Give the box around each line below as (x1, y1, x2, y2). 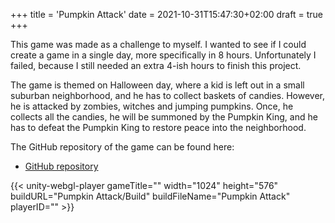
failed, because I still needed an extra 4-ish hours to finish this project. (10, 60, 302, 71)
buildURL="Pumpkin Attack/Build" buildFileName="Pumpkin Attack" (10, 190, 291, 202)
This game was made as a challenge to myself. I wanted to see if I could (10, 39, 307, 50)
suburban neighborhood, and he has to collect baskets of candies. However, (10, 90, 326, 101)
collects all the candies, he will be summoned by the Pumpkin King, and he (10, 111, 318, 123)
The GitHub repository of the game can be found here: (10, 141, 235, 153)
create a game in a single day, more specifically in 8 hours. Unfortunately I (10, 49, 317, 61)
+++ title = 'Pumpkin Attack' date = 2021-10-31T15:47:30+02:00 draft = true (10, 9, 323, 20)
